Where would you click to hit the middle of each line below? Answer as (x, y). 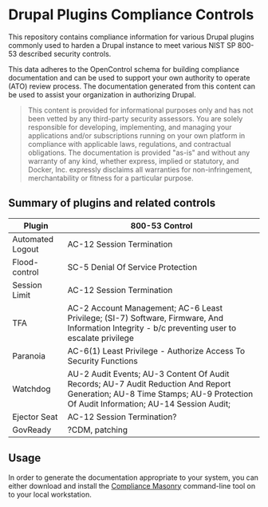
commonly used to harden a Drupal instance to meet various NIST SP (122, 45)
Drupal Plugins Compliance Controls (131, 15)
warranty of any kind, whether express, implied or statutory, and (133, 160)
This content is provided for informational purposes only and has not (140, 110)
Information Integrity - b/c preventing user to (152, 327)
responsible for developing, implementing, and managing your (130, 127)
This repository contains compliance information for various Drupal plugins (131, 37)
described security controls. (65, 53)
